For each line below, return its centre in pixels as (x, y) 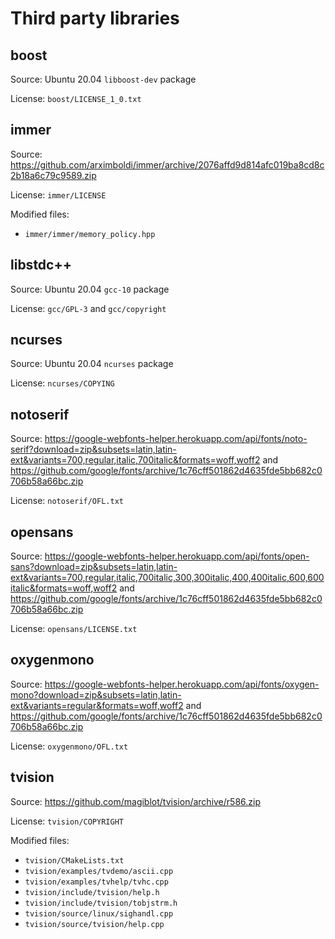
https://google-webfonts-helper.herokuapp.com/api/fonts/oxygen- (182, 684)
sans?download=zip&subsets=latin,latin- (94, 567)
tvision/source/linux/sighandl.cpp (99, 913)
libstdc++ (41, 265)
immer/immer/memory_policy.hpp (90, 234)
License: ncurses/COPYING (62, 383)
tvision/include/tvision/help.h (92, 892)
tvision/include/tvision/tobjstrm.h (101, 903)
